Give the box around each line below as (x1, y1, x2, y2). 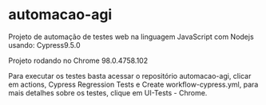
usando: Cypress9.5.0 (8, 40, 81, 49)
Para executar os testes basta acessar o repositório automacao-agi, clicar (8, 71, 252, 80)
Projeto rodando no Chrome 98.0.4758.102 (8, 56, 149, 65)
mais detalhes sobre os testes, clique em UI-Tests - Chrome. (8, 87, 208, 97)
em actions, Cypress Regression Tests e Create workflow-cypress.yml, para (8, 80, 259, 89)
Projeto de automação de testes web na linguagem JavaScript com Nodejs (8, 32, 254, 41)
